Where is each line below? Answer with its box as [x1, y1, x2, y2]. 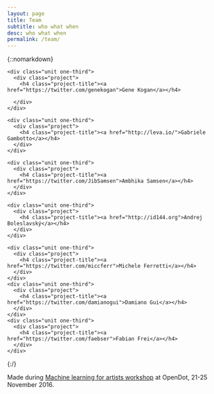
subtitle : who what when [7, 23, 79, 30]
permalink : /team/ [7, 36, 60, 43]
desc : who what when [7, 29, 67, 37]
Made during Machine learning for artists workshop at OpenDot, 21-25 [7, 373, 208, 382]
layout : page [7, 10, 45, 17]
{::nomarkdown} [7, 55, 54, 63]
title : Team [7, 17, 42, 24]
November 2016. [7, 381, 54, 389]
